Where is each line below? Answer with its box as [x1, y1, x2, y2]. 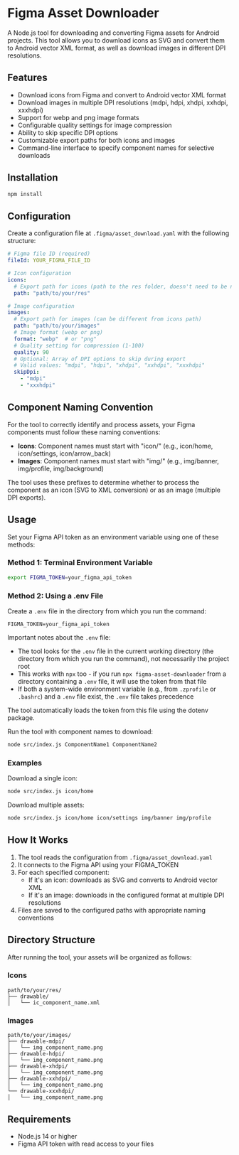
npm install [7, 190, 43, 198]
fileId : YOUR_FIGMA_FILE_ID [7, 257, 91, 264]
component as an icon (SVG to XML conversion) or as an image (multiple [7, 485, 221, 494]
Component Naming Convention [7, 402, 154, 414]
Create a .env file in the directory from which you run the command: [7, 606, 207, 616]
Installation [7, 172, 58, 184]
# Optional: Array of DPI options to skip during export [14, 355, 186, 362]
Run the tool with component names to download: [7, 727, 153, 736]
